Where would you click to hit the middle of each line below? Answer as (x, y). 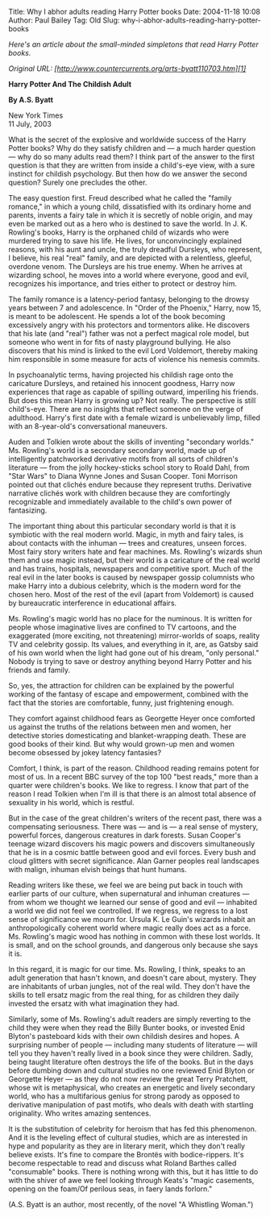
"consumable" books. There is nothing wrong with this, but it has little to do (133, 1171)
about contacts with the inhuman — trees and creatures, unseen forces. (128, 543)
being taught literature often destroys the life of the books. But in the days (131, 1062)
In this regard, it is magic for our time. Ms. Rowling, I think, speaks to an (127, 969)
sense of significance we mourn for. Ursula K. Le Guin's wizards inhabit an (132, 919)
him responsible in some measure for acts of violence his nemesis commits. (134, 359)
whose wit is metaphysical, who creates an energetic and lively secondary (132, 1088)
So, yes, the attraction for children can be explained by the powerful (121, 685)
